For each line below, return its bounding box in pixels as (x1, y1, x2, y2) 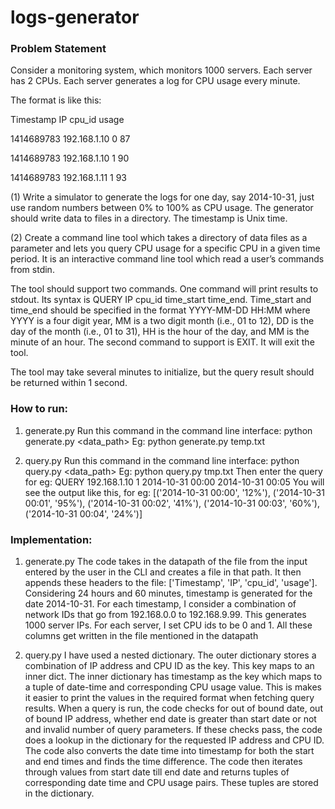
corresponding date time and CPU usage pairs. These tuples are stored (24, 777, 319, 789)
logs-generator (10, 6, 140, 29)
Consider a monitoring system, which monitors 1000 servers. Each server (10, 64, 313, 76)
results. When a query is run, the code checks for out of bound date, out (24, 702, 323, 715)
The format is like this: (10, 94, 102, 106)
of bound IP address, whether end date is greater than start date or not (24, 713, 317, 725)
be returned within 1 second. (10, 377, 128, 389)
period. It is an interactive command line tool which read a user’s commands (10, 253, 325, 265)
